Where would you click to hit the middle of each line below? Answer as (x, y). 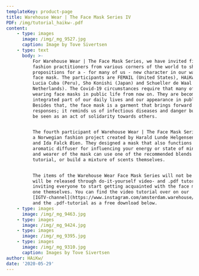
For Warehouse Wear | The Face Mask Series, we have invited (109, 61)
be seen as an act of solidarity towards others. (95, 116)
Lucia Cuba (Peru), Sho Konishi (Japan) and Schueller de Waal (112, 84)
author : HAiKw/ (25, 258)
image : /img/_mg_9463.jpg (54, 214)
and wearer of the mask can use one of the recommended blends (112, 154)
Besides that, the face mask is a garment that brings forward (112, 105)
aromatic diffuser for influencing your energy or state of (108, 149)
